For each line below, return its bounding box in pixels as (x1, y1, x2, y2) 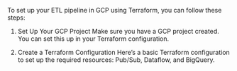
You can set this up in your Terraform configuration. (17, 34, 170, 43)
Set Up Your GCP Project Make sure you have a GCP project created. (17, 27, 220, 35)
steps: (7, 13, 26, 22)
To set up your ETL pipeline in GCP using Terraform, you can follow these (7, 6, 222, 14)
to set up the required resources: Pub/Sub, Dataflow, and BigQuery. (17, 56, 215, 64)
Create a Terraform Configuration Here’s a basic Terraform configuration (17, 49, 231, 56)
